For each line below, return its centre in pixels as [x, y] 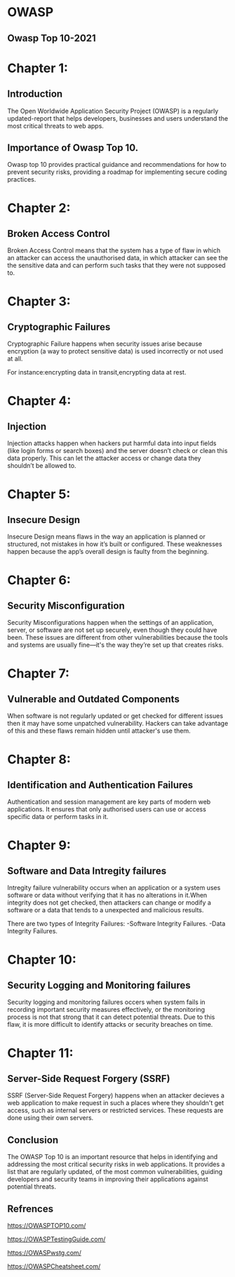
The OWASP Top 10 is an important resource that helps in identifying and [113, 1157]
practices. [22, 180]
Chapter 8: [39, 759]
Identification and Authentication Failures [100, 785]
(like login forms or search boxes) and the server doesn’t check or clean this [117, 451]
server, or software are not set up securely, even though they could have [112, 630]
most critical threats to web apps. [55, 126]
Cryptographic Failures [59, 327]
